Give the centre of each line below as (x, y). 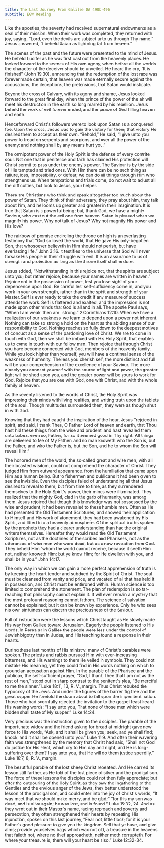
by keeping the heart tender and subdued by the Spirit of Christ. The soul (79, 574)
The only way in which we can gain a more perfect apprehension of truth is (81, 568)
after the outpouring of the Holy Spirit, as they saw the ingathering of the (78, 783)
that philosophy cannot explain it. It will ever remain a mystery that (90, 594)
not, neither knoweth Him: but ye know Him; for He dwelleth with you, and (79, 554)
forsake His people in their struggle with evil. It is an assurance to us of (76, 256)
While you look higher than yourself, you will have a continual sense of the (80, 354)
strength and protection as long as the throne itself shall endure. (70, 261)
